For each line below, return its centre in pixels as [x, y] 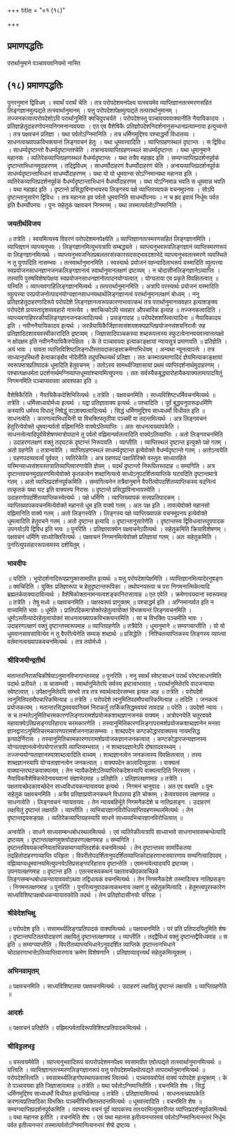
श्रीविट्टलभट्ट [21, 1046]
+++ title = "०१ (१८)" [36, 10]
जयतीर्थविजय [24, 224]
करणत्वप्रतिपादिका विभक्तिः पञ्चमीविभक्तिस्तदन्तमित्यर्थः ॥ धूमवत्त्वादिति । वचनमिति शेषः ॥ [105, 1101]
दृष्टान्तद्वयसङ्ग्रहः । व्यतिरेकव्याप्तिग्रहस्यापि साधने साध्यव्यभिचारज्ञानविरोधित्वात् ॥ [95, 818]
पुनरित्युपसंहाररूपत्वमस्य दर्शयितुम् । [47, 545]
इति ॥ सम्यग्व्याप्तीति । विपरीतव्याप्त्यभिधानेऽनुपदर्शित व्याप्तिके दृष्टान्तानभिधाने [92, 944]
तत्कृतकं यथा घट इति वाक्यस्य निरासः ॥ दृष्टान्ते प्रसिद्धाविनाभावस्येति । [84, 489]
